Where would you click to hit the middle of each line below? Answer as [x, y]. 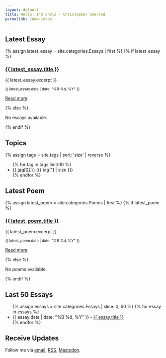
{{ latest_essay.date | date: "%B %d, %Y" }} [42, 89]
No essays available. [26, 118]
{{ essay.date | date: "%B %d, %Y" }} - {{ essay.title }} [68, 317]
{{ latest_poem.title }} [32, 221]
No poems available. [26, 269]
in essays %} [26, 312]
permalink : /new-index [29, 19]
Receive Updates [32, 338]
